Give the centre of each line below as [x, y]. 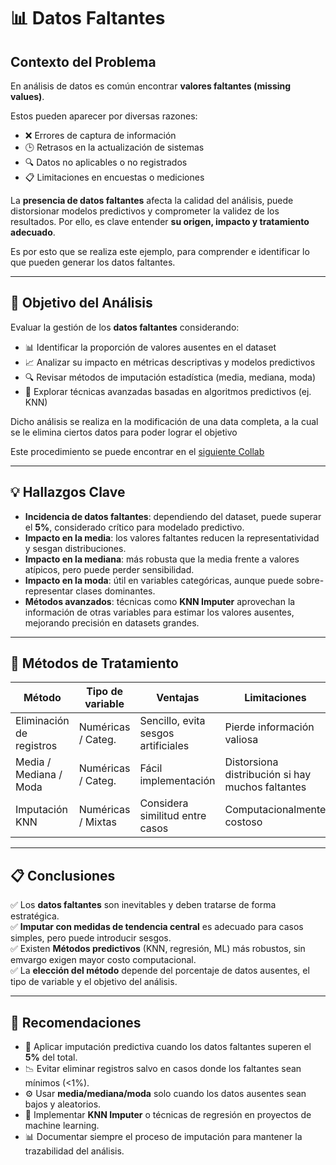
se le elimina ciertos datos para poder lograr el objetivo [124, 432]
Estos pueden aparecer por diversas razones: [104, 116]
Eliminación [42, 721]
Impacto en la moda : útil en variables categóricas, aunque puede [159, 580]
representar [49, 591]
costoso [243, 822]
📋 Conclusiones [63, 875]
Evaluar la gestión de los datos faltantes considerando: [125, 327]
